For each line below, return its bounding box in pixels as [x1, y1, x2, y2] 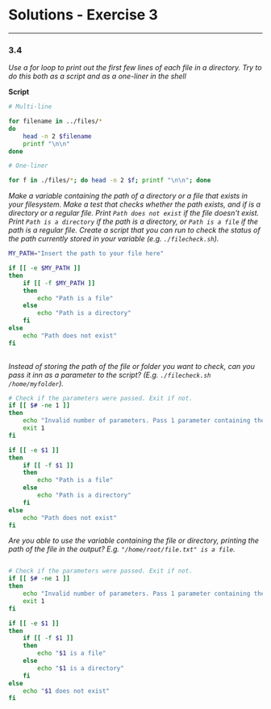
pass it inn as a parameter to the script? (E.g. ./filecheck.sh [8, 370, 211, 380]
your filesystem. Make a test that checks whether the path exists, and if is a [8, 199, 261, 209]
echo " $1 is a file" [37, 649, 106, 657]
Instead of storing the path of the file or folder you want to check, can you [8, 361, 256, 371]
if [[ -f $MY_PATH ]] [23, 279, 95, 287]
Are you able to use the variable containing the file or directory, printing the [8, 535, 260, 546]
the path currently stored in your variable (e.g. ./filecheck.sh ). [8, 234, 219, 244]
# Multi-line [8, 103, 52, 111]
